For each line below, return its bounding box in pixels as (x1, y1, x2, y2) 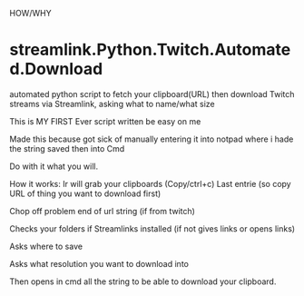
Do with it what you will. (9, 161, 98, 172)
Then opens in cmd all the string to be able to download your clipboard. (9, 276, 277, 287)
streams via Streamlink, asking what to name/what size (9, 98, 215, 109)
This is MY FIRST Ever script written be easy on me (9, 115, 201, 126)
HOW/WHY (9, 8, 52, 18)
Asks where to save (9, 241, 83, 252)
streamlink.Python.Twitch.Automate (9, 40, 291, 60)
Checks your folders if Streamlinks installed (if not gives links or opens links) (9, 222, 296, 234)
